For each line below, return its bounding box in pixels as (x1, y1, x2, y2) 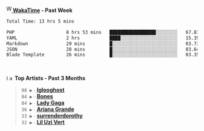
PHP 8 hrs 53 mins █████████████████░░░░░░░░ (6, 29, 178, 35)
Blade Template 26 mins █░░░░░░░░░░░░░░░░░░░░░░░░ (6, 52, 178, 58)
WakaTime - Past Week (13, 7, 73, 14)
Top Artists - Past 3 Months (14, 75, 86, 82)
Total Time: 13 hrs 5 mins (6, 18, 75, 24)
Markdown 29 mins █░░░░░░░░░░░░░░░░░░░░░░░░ (6, 41, 178, 47)
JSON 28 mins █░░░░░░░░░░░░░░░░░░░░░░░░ (6, 46, 178, 52)
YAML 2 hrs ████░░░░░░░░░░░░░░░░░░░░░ (6, 35, 178, 41)
